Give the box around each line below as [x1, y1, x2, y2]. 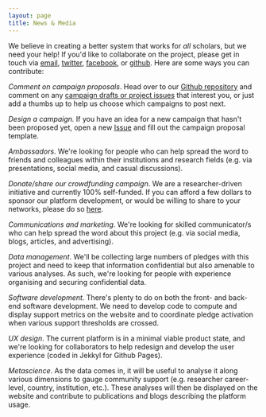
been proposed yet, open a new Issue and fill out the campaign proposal [8, 123, 245, 132]
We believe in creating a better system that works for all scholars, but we [8, 41, 247, 50]
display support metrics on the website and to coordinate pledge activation [8, 310, 254, 319]
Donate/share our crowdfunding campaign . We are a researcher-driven [8, 178, 242, 188]
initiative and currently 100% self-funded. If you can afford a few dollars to [8, 187, 252, 197]
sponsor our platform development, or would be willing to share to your [8, 196, 241, 205]
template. [8, 131, 40, 140]
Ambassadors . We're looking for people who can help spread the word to [8, 146, 249, 156]
